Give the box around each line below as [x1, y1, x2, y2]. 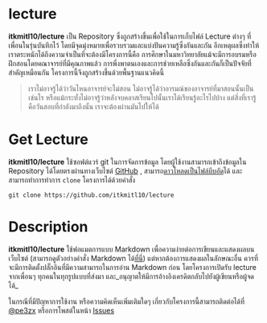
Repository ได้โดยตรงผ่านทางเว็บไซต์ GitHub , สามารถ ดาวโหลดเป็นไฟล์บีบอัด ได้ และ [8, 166, 243, 175]
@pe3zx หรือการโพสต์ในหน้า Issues [8, 305, 115, 315]
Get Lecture [8, 130, 88, 149]
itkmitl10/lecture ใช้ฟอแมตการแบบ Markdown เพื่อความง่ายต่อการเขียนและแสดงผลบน [8, 244, 255, 254]
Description [8, 218, 88, 236]
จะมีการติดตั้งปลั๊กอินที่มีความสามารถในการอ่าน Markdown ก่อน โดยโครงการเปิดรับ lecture [8, 262, 257, 272]
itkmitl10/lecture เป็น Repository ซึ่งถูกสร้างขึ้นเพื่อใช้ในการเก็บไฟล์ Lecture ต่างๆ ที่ [8, 31, 252, 41]
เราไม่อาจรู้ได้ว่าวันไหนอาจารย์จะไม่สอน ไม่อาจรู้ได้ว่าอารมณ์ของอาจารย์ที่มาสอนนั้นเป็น [27, 84, 254, 93]
